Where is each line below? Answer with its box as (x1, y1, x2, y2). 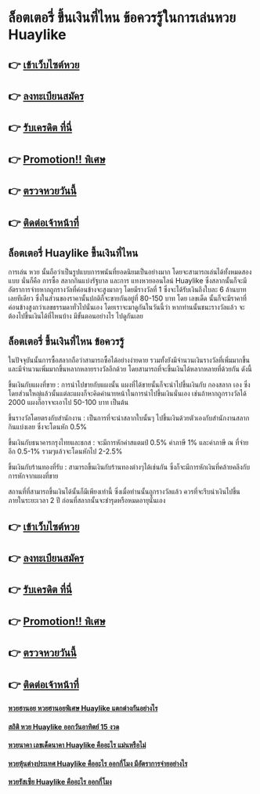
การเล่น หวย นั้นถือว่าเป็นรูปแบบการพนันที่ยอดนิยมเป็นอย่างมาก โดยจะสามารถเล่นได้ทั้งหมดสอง (8, 268, 252, 277)
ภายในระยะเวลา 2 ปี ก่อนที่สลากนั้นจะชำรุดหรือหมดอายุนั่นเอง (8, 496, 166, 505)
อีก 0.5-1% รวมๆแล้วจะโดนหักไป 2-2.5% (8, 446, 123, 456)
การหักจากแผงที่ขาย (8, 472, 59, 481)
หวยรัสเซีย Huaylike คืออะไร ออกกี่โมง (8, 778, 112, 787)
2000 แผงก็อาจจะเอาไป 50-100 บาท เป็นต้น (8, 398, 129, 407)
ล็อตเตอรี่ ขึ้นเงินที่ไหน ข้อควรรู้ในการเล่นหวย (8, 9, 237, 27)
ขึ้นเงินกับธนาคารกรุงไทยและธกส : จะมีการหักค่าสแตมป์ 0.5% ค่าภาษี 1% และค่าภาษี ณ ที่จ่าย (8, 438, 249, 447)
